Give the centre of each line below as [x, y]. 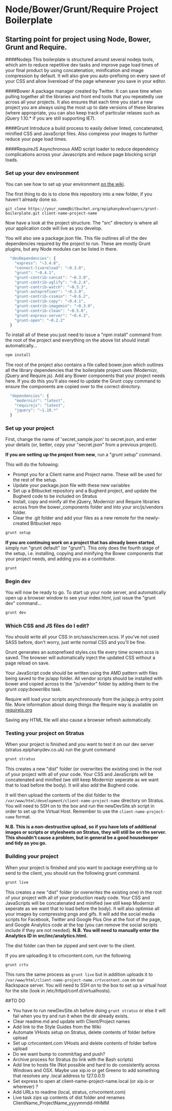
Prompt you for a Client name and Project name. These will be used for [87, 474]
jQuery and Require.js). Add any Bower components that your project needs [85, 376]
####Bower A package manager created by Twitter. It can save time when [84, 91]
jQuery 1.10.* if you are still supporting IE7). [50, 118]
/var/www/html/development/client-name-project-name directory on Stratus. [85, 801]
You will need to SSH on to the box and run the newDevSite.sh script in [80, 806]
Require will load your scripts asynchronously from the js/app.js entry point [84, 699]
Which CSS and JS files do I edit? [47, 626]
